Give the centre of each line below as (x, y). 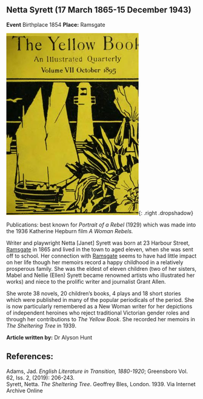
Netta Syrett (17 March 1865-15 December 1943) (99, 10)
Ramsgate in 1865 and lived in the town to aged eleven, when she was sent (100, 249)
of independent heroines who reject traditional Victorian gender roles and (98, 313)
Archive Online (25, 390)
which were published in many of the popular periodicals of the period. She (100, 299)
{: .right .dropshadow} (166, 213)
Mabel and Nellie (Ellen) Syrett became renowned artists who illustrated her (101, 275)
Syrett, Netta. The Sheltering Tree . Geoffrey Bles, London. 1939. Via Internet (101, 384)
